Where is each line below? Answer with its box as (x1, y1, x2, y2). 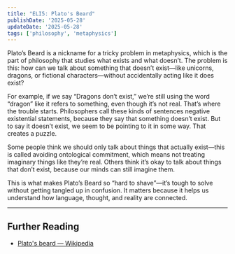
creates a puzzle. (7, 129, 57, 138)
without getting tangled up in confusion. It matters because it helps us (7, 186, 209, 195)
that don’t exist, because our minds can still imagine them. (7, 165, 176, 174)
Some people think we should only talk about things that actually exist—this (7, 143, 225, 151)
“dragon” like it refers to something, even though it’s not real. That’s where (7, 99, 221, 108)
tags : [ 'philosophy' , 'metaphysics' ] (7, 29, 117, 37)
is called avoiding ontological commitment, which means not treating (7, 150, 205, 159)
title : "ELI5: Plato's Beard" (7, 10, 96, 17)
